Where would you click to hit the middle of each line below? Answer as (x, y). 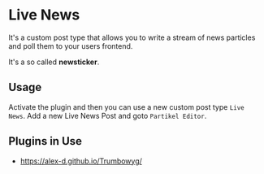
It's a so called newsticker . (54, 62)
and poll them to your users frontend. (71, 46)
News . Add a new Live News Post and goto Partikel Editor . (108, 115)
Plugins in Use (45, 141)
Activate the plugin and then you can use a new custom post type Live (127, 107)
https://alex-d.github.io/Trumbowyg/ (81, 161)
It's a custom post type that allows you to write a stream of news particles (132, 37)
